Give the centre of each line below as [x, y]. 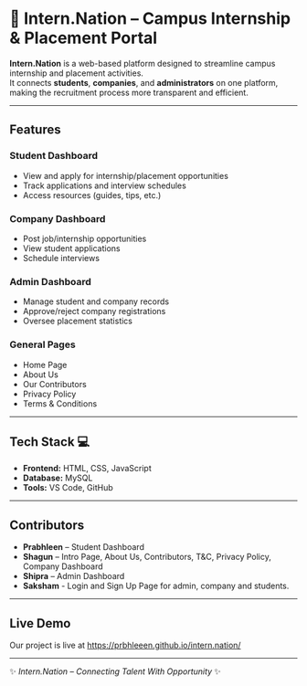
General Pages [42, 344]
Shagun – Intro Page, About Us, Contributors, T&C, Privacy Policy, [147, 557]
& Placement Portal [84, 38]
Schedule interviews [61, 258]
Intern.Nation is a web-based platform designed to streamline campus [143, 63]
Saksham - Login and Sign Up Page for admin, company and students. [156, 586]
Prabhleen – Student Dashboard [83, 547]
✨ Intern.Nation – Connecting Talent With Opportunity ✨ [115, 671]
